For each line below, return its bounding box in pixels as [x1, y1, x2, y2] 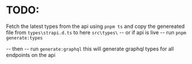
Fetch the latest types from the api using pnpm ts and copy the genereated [6, 23, 185, 30]
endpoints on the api [6, 51, 55, 58]
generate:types [6, 35, 43, 41]
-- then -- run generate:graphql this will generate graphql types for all [6, 45, 174, 52]
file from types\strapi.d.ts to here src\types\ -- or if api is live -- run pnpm [6, 29, 187, 35]
